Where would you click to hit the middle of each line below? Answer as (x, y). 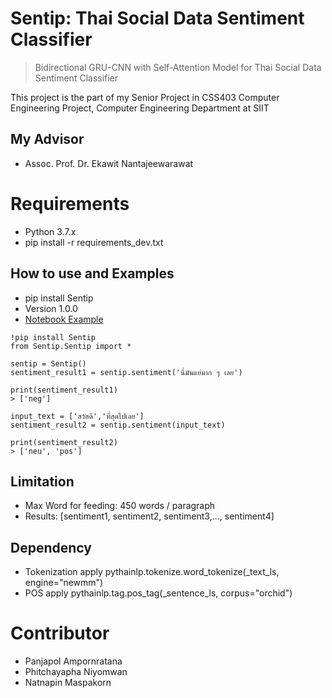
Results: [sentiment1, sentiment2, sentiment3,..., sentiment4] (149, 516)
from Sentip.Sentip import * (71, 346)
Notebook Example (64, 319)
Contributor (60, 633)
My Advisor (47, 139)
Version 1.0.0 (51, 308)
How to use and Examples (92, 273)
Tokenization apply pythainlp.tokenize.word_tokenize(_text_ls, (152, 572)
